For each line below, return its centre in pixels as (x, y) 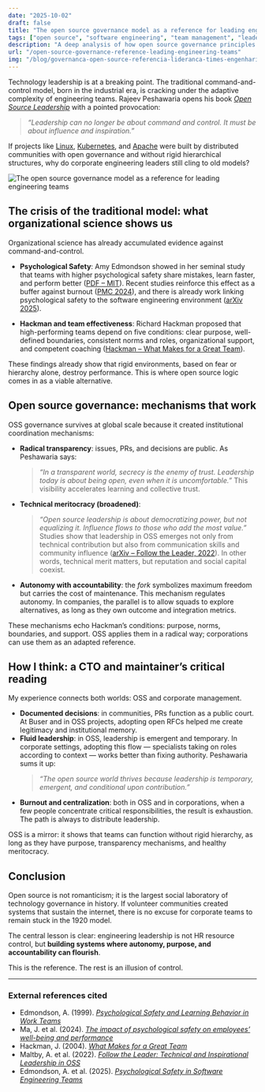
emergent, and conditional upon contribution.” (115, 787)
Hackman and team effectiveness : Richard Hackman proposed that (131, 323)
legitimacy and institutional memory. (78, 730)
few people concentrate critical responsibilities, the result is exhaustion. (136, 811)
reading (28, 679)
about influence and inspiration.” (81, 130)
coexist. (52, 570)
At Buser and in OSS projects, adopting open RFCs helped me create (131, 722)
